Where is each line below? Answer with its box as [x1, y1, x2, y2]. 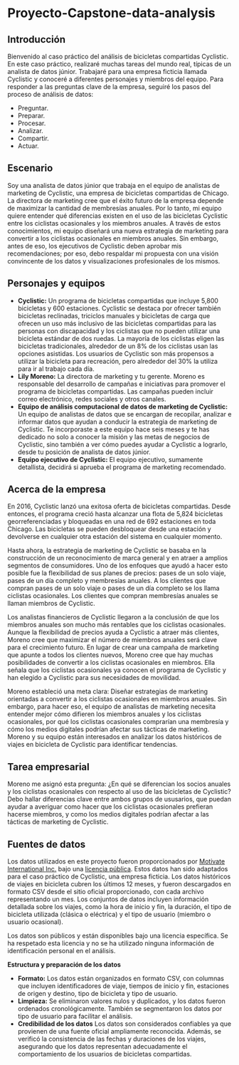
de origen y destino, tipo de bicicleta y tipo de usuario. [17, 990, 178, 998]
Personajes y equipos [7, 278, 105, 290]
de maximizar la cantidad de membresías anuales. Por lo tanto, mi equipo [7, 204, 222, 212]
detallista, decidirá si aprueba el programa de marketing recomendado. [17, 463, 226, 471]
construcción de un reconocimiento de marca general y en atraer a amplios [7, 554, 228, 562]
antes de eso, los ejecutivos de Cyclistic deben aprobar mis [7, 241, 182, 250]
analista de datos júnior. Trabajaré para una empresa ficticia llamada [7, 68, 208, 75]
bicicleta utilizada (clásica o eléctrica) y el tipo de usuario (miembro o [7, 910, 211, 919]
